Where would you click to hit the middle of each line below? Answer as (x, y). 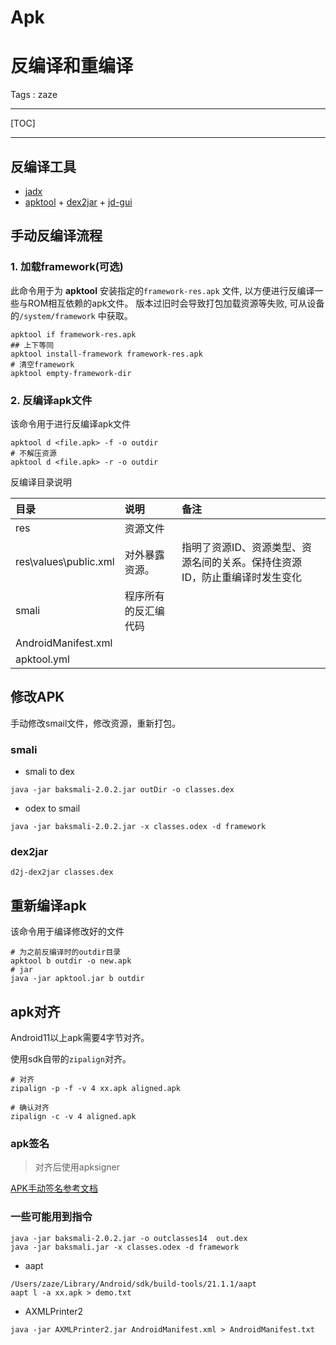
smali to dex (49, 772)
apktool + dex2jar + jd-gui (78, 202)
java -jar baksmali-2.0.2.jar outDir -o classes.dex (122, 790)
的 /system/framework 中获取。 (71, 315)
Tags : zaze (34, 95)
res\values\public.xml (65, 561)
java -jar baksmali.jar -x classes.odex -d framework (125, 1247)
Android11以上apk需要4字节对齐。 (80, 1037)
